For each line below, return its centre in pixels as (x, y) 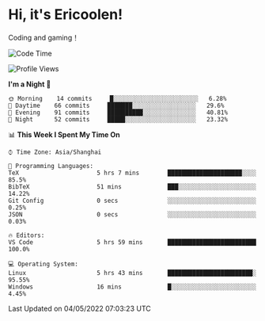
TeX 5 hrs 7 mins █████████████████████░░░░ (132, 173)
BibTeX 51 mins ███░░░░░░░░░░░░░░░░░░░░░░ (132, 187)
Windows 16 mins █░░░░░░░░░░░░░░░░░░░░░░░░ (132, 287)
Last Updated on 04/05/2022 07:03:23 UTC (80, 308)
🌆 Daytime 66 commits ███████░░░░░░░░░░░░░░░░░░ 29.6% (116, 105)
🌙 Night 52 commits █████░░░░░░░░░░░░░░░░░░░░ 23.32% (118, 119)
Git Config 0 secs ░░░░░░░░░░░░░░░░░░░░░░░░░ (132, 201)
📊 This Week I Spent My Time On (64, 134)
